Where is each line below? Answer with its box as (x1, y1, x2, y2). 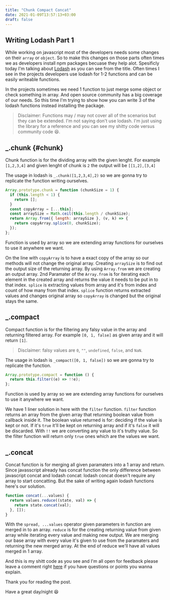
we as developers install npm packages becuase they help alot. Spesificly (5, 60, 160, 66)
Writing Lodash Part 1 (5, 36, 75, 44)
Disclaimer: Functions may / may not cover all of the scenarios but (17, 113, 156, 119)
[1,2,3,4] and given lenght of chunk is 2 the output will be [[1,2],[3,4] (5, 163, 156, 168)
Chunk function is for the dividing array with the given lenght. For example (5, 157, 160, 163)
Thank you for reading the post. (5, 579, 72, 585)
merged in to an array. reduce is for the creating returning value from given (5, 527, 161, 533)
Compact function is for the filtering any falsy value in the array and (5, 326, 147, 332)
